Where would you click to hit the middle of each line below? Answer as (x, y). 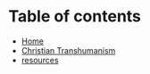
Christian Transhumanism (68, 50)
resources (40, 60)
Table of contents (75, 16)
